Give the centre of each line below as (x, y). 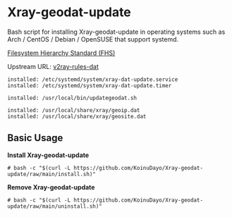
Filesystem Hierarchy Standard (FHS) (61, 53)
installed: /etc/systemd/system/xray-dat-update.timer (90, 85)
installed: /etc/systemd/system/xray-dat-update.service (93, 79)
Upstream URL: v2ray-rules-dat (53, 66)
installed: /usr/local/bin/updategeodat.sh (72, 98)
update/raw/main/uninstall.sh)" (55, 206)
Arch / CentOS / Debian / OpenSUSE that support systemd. (93, 39)
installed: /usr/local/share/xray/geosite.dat (77, 116)
